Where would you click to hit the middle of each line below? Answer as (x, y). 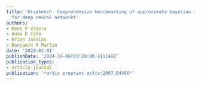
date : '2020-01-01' (31, 51)
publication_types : (31, 62)
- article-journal (29, 67)
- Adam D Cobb (24, 34)
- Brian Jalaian (26, 40)
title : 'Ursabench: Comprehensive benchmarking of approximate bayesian (99, 12)
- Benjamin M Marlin (32, 45)
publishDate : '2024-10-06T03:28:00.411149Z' (63, 56)
